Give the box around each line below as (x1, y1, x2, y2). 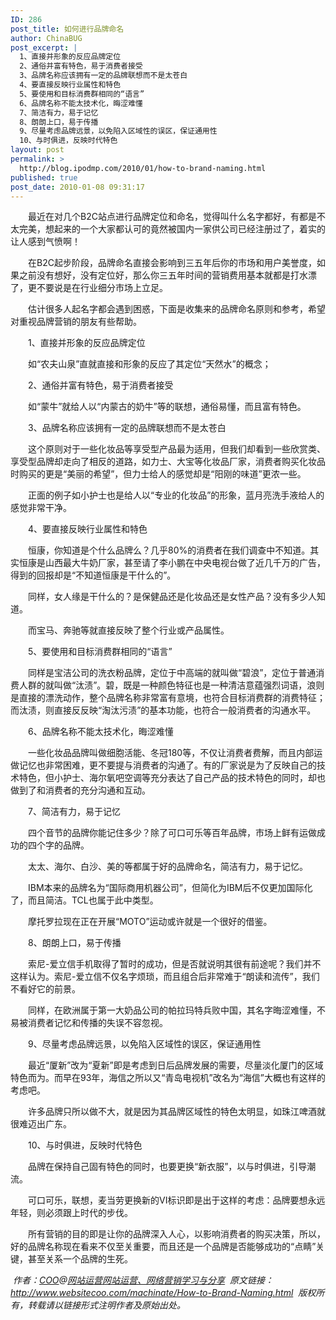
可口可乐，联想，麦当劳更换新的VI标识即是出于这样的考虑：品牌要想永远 (27, 1194, 326, 1206)
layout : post (10, 145, 65, 155)
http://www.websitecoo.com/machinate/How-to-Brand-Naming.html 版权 (10, 1287, 317, 1299)
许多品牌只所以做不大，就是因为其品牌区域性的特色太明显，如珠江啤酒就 (27, 1106, 326, 1118)
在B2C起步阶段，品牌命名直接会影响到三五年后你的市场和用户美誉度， (27, 257, 317, 269)
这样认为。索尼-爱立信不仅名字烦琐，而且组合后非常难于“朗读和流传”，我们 (10, 971, 320, 983)
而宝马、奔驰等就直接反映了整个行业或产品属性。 (27, 624, 230, 636)
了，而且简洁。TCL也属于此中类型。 (10, 894, 159, 906)
